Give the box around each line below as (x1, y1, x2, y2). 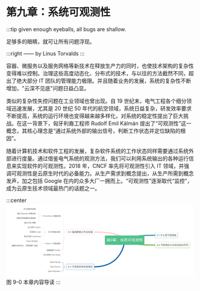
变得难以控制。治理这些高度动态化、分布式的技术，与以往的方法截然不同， (6, 69, 189, 76)
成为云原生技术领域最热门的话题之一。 (6, 185, 100, 192)
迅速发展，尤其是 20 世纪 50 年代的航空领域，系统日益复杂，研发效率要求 (11, 105, 192, 112)
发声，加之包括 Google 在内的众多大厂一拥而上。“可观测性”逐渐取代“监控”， (6, 177, 192, 184)
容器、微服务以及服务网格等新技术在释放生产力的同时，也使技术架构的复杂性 (6, 62, 194, 69)
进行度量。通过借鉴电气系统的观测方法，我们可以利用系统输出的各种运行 (11, 155, 189, 162)
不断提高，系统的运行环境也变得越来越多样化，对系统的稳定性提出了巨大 (6, 112, 183, 120)
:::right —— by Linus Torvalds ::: (6, 50, 85, 57)
